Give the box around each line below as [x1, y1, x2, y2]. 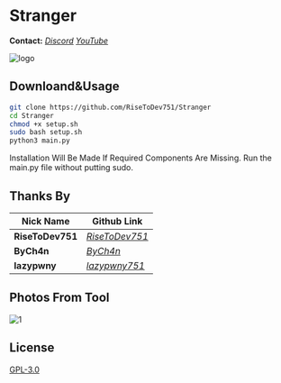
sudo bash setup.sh [9, 128, 83, 137]
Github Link [92, 214, 143, 227]
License [9, 340, 55, 356]
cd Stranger [9, 111, 54, 120]
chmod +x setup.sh [9, 119, 78, 129]
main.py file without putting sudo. [9, 162, 133, 173]
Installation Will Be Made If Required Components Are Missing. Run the [9, 152, 272, 163]
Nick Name [21, 214, 70, 227]
